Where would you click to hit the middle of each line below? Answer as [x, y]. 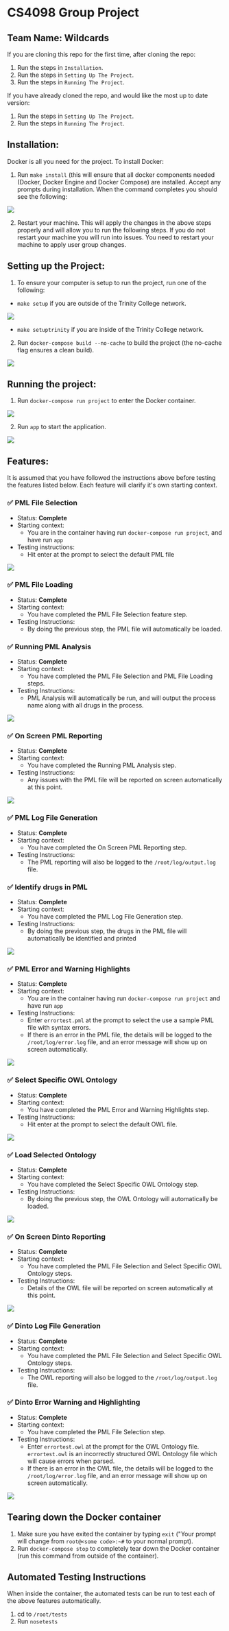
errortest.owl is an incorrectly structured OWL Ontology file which [122, 1453]
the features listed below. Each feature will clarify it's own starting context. [112, 485]
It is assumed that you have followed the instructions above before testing [111, 478]
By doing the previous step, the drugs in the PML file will [107, 931]
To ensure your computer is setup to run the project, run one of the [112, 282]
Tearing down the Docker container [84, 1518]
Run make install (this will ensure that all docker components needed [116, 174]
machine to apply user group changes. [72, 244]
